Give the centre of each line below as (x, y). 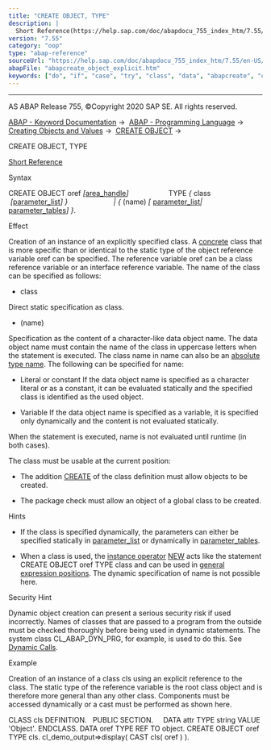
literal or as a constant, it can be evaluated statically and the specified (136, 388)
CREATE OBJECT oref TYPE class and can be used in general (122, 565)
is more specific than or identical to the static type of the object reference (131, 250)
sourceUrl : (27, 61)
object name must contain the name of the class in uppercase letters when (132, 347)
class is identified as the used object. (81, 397)
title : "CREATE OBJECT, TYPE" (59, 16)
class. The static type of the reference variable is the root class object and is (135, 687)
